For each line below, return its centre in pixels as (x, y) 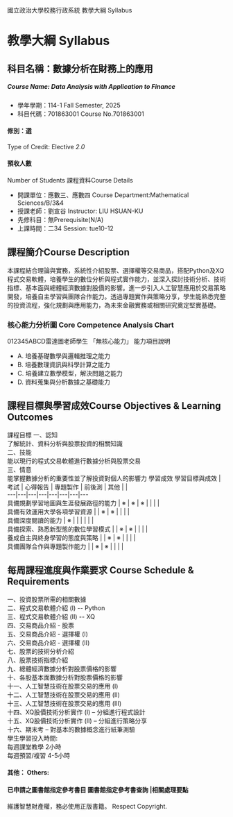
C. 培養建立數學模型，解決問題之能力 (70, 373)
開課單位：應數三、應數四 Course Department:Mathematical (103, 195)
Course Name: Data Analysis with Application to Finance (91, 87)
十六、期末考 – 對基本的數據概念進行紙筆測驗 (71, 729)
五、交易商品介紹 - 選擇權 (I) (48, 634)
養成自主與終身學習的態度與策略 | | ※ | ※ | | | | (71, 537)
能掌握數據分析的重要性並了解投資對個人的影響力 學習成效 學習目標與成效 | (114, 478)
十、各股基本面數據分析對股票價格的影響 (65, 677)
